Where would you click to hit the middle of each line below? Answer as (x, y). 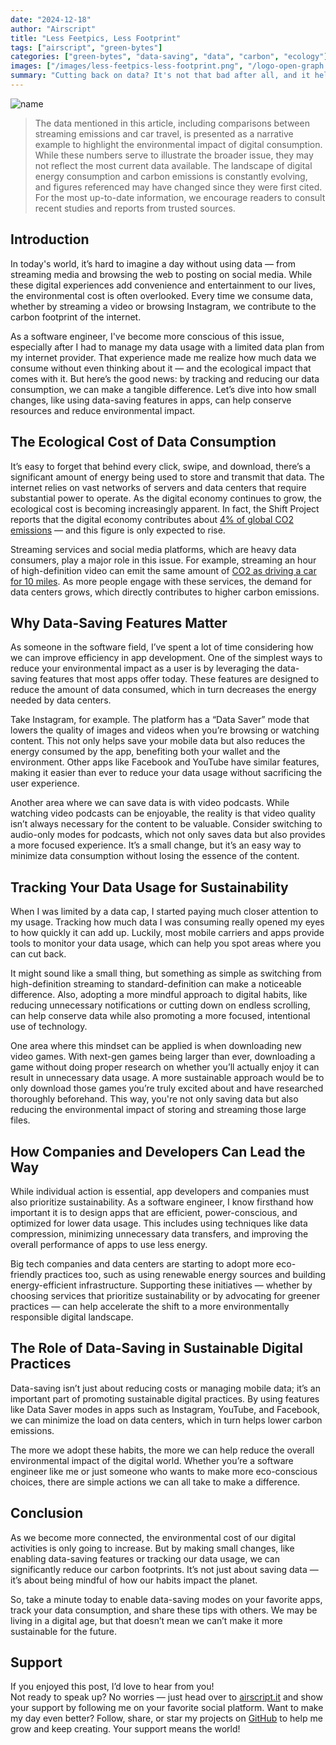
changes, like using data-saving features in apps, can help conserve (151, 400)
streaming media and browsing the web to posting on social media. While (161, 274)
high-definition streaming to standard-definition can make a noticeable (156, 984)
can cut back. (38, 954)
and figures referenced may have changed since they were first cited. (178, 187)
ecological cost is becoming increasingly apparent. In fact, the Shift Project (165, 508)
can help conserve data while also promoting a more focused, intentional (160, 1016)
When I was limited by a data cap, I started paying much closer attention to (164, 912)
